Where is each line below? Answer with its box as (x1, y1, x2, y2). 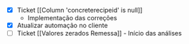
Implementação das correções (27, 14, 118, 22)
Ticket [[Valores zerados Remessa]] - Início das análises (16, 29, 182, 38)
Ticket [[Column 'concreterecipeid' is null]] (16, 6, 143, 14)
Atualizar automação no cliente (16, 21, 108, 30)
